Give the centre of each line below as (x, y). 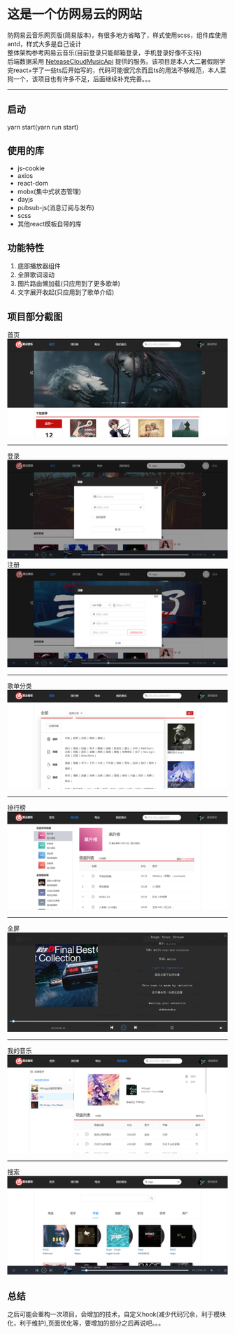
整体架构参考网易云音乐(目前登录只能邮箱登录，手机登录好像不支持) (105, 53)
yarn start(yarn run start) (43, 127)
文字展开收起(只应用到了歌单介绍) (66, 292)
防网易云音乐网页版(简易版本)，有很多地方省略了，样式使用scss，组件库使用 (117, 35)
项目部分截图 (35, 316)
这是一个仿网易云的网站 (75, 14)
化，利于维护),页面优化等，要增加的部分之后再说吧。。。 (86, 1323)
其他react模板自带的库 (49, 224)
